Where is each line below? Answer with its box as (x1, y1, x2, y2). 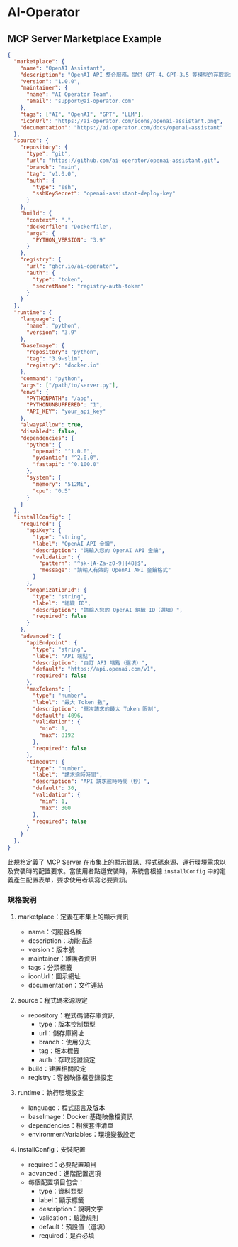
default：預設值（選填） (38, 1223, 110, 1231)
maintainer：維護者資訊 (28, 954, 97, 963)
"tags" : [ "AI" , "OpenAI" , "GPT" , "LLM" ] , (20, 111, 144, 118)
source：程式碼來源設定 (17, 996, 89, 1005)
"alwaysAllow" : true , (20, 421, 84, 428)
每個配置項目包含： (28, 1178, 85, 1187)
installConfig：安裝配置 (17, 1145, 86, 1154)
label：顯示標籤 (38, 1196, 84, 1204)
